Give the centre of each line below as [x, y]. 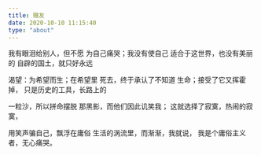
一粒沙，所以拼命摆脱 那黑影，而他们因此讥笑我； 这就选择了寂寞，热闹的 [127, 106]
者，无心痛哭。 [32, 143]
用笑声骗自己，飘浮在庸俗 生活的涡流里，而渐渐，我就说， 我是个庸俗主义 [127, 133]
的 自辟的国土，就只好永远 [50, 63]
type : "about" [31, 30]
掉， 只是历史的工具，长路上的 [57, 90]
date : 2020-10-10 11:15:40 [52, 23]
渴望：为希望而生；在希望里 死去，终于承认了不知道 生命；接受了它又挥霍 [127, 80]
